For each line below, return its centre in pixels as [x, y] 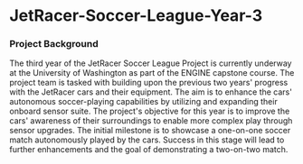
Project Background [54, 44]
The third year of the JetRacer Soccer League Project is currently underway [151, 63]
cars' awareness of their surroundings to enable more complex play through [151, 121]
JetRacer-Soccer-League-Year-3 [136, 16]
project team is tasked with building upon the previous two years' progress [149, 83]
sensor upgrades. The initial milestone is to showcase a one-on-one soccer [150, 131]
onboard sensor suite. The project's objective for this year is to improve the [150, 111]
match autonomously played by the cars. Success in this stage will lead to [147, 140]
